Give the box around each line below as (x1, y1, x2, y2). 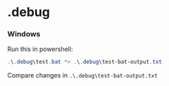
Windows (7, 29, 41, 39)
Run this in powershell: (7, 45, 73, 53)
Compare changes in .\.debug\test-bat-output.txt (7, 71, 158, 80)
